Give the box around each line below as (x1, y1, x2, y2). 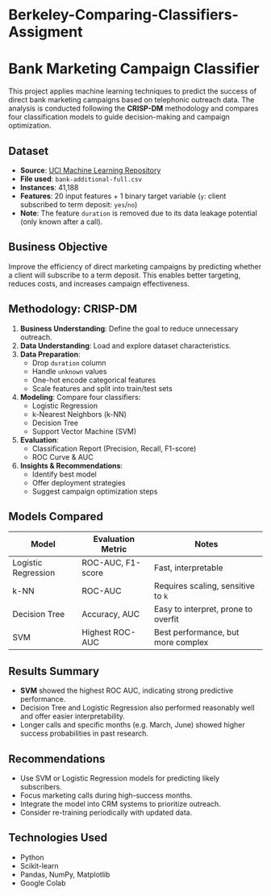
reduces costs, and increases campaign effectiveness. (8, 278, 190, 288)
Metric (100, 544, 127, 555)
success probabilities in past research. (19, 728, 149, 739)
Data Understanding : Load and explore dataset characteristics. (19, 340, 231, 350)
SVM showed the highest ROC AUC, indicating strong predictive (19, 686, 234, 695)
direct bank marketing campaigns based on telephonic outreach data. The (8, 95, 255, 105)
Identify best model (31, 469, 97, 479)
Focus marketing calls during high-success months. (19, 790, 193, 800)
